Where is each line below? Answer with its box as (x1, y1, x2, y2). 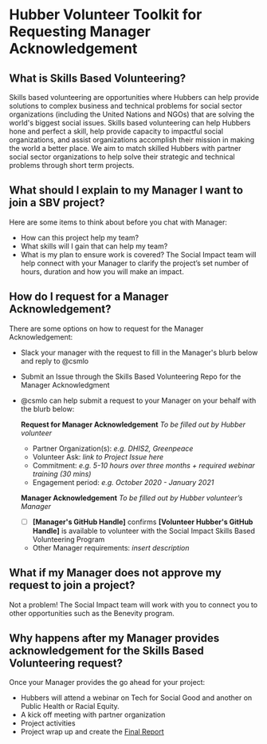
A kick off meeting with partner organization (20, 710, 166, 720)
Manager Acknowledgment (20, 380, 110, 389)
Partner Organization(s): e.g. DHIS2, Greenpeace (32, 444, 194, 453)
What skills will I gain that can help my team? (20, 241, 168, 251)
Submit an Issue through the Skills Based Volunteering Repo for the (20, 372, 241, 381)
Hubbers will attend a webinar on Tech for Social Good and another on (20, 693, 253, 702)
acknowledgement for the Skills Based (9, 643, 204, 657)
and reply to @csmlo (20, 356, 89, 365)
